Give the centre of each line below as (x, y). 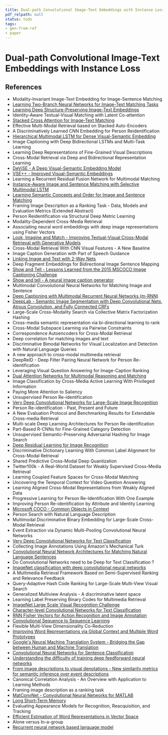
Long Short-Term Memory (39, 700)
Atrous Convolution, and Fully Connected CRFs (61, 307)
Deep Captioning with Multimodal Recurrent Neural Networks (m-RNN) (85, 296)
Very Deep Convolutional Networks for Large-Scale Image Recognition (85, 402)
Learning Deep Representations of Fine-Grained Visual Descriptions (82, 152)
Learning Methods (31, 685)
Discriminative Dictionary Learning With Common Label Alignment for (84, 450)
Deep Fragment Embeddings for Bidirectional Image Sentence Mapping (86, 264)
